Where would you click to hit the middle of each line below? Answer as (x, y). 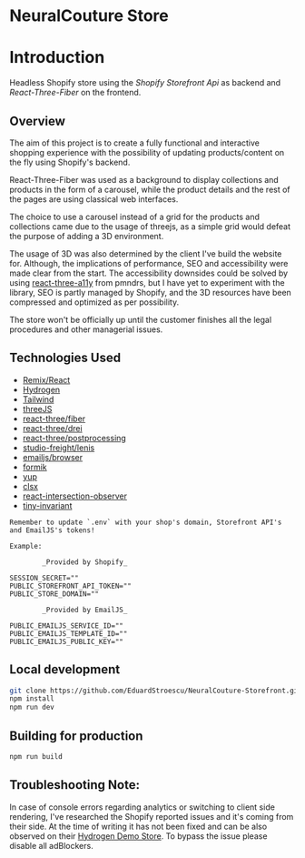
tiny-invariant (47, 505)
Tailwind (38, 399)
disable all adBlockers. (51, 845)
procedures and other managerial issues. (86, 329)
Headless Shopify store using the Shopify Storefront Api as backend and (145, 83)
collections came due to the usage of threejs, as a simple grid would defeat (150, 226)
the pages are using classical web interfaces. (94, 199)
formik (34, 467)
